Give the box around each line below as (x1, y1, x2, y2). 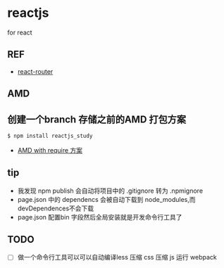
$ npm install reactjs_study (7, 132, 93, 139)
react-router (17, 67, 54, 75)
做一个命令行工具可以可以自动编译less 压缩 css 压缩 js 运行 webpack (17, 253, 217, 262)
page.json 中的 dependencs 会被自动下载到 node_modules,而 (17, 195, 196, 203)
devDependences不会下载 (17, 204, 94, 212)
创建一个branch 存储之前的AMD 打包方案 (7, 113, 187, 125)
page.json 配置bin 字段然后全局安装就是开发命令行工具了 (17, 212, 182, 221)
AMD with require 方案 (17, 146, 83, 154)
